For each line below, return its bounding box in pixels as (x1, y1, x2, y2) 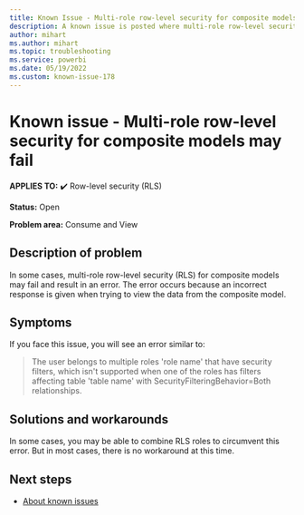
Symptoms (9, 315, 72, 330)
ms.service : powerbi (9, 55, 88, 64)
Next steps (9, 471, 72, 487)
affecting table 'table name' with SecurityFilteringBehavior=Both (31, 375, 271, 386)
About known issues (22, 495, 99, 506)
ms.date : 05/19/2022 (9, 64, 88, 73)
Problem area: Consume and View (9, 219, 138, 229)
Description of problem (9, 246, 143, 261)
